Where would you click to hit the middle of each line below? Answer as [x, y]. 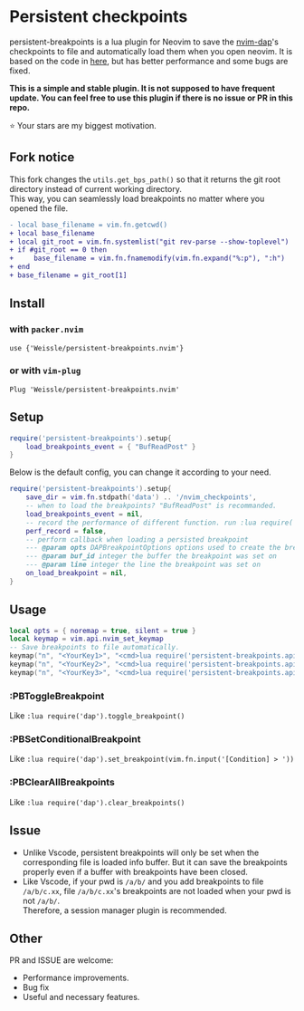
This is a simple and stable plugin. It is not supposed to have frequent [142, 88]
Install [27, 304]
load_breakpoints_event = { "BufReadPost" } [111, 447]
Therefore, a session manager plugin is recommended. [125, 910]
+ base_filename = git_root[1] [68, 275]
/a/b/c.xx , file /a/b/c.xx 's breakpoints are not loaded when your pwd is [157, 891]
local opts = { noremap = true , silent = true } [103, 631]
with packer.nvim [47, 330]
